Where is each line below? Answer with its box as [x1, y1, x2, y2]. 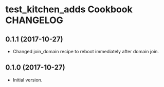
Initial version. [12, 77, 43, 83]
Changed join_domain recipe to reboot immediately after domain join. [12, 49, 159, 54]
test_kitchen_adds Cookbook [5, 4, 133, 15]
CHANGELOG [5, 14, 63, 26]
